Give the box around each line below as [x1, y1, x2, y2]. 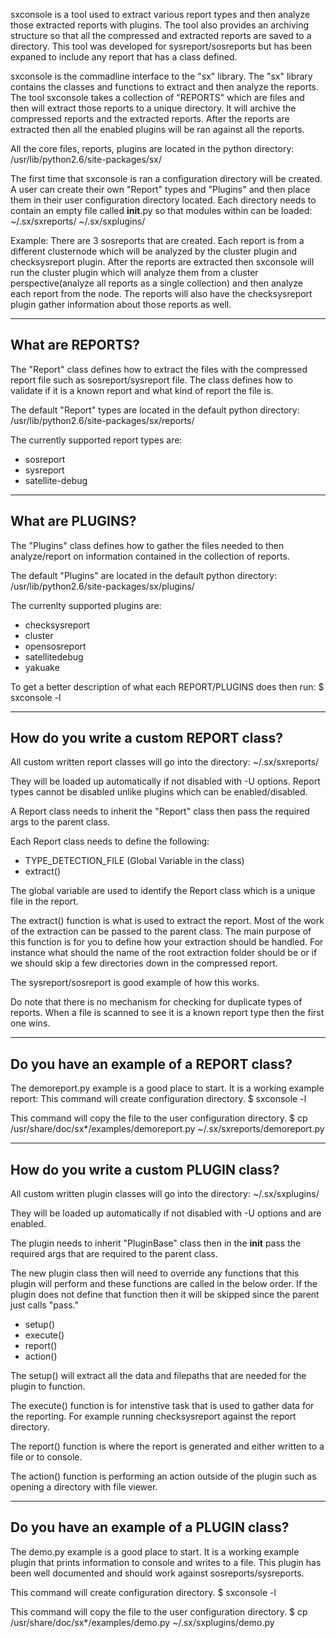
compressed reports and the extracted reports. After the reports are [10, 113, 290, 124]
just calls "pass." [10, 1299, 79, 1311]
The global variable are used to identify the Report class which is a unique [10, 885, 316, 897]
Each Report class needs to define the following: [10, 835, 210, 848]
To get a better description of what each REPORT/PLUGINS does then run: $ [10, 680, 325, 693]
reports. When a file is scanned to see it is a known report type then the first [10, 1007, 325, 1019]
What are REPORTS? [10, 337, 140, 354]
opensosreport [24, 640, 87, 652]
